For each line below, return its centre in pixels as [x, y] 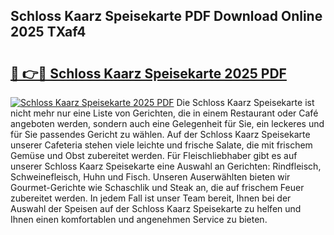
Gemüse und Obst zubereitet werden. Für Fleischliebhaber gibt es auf [154, 155]
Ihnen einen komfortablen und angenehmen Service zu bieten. [139, 219]
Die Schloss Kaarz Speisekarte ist [245, 102]
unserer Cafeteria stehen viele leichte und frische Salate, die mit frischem [161, 145]
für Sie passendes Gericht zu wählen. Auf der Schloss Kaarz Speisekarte [160, 134]
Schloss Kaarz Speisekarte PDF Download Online [166, 16]
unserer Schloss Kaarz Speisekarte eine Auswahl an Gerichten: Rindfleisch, [166, 166]
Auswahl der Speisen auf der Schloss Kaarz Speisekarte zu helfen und [156, 208]
